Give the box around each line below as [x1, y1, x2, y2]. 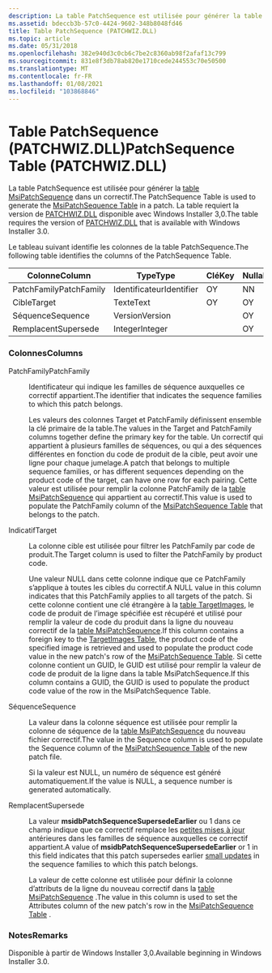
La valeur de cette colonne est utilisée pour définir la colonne [28, 875, 233, 885]
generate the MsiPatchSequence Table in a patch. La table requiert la [8, 200, 240, 211]
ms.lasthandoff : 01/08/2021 [8, 79, 104, 88]
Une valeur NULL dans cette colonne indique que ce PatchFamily [28, 573, 246, 584]
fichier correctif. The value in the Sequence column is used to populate [28, 735, 263, 744]
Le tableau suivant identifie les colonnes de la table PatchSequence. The [8, 242, 249, 252]
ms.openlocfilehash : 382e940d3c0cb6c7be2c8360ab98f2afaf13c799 [8, 49, 227, 58]
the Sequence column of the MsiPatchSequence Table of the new [28, 743, 249, 752]
